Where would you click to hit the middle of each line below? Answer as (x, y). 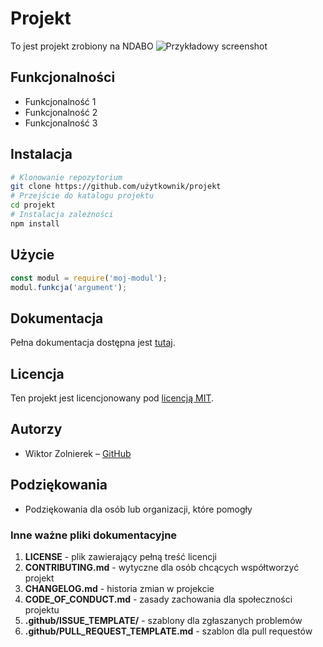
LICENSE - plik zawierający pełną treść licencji (120, 556)
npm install (35, 223)
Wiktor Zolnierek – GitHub (78, 453)
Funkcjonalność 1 (60, 101)
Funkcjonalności (63, 77)
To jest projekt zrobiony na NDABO (82, 46)
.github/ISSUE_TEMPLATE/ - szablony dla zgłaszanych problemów (163, 620)
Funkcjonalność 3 (61, 123)
